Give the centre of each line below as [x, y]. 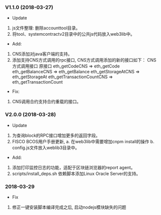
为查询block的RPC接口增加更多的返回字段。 [56, 135]
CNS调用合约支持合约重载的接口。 [46, 102]
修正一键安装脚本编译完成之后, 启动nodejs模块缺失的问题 [69, 207]
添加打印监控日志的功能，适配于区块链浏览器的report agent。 [73, 167]
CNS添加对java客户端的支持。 [42, 54]
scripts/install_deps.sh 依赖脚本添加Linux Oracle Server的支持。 [76, 173]
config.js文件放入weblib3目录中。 [46, 148]
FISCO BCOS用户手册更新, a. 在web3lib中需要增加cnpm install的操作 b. [83, 141]
